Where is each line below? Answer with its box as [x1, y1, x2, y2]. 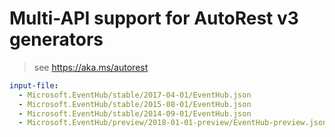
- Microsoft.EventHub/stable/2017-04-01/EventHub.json [18, 90, 252, 100]
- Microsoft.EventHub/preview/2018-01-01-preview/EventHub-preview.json [18, 118, 328, 128]
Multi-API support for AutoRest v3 [9, 7, 299, 30]
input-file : [9, 80, 59, 91]
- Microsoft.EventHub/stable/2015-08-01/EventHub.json [18, 99, 252, 109]
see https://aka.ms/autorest [33, 61, 149, 73]
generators [9, 28, 104, 51]
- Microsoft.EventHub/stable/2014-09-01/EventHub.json [18, 108, 252, 119]
